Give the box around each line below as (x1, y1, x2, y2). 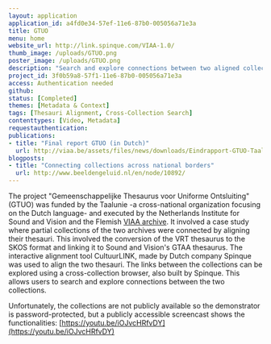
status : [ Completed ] (8, 94, 78, 102)
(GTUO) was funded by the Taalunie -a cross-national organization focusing (8, 200, 261, 209)
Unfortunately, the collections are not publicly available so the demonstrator (8, 301, 261, 310)
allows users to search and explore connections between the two (8, 277, 225, 286)
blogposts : (8, 154, 45, 162)
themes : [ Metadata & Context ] (8, 102, 110, 110)
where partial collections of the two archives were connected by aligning (8, 226, 250, 234)
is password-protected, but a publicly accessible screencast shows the (8, 309, 245, 319)
